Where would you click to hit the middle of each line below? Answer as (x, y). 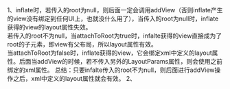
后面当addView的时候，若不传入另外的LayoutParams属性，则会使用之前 (121, 61)
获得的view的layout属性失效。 (49, 27)
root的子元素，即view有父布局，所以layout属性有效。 (82, 44)
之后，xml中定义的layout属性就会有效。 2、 (74, 78)
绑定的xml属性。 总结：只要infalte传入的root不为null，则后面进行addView (111, 70)
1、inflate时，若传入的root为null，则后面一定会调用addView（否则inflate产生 (115, 10)
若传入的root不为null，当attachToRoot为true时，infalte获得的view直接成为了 (115, 36)
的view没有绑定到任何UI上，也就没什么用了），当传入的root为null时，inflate (113, 18)
